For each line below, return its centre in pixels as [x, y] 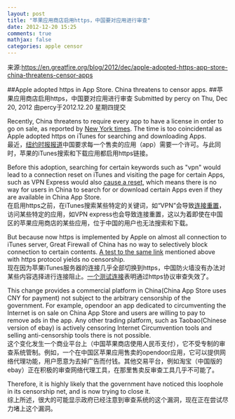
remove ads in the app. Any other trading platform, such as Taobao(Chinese [117, 320]
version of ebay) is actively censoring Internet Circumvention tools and [110, 328]
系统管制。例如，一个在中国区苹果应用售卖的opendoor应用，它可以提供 [116, 352]
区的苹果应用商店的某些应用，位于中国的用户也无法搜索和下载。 [99, 223]
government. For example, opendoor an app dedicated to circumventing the [117, 305]
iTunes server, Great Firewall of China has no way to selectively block [108, 244]
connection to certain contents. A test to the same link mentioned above [112, 252]
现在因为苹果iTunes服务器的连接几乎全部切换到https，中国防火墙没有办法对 [116, 268]
